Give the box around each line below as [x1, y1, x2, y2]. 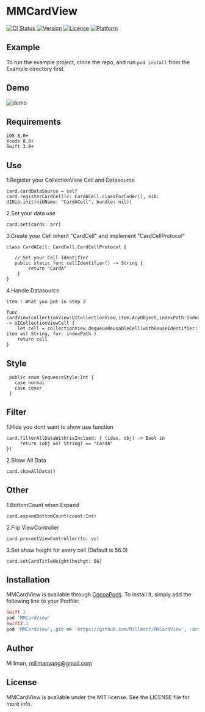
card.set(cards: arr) [6, 221, 62, 228]
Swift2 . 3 [6, 621, 29, 627]
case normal [14, 380, 45, 386]
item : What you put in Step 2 [6, 299, 86, 305]
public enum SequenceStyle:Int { [9, 374, 95, 380]
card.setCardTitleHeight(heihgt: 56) [6, 558, 103, 564]
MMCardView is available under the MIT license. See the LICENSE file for [6, 693, 190, 701]
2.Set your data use [6, 210, 56, 217]
